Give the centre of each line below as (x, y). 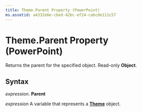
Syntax (17, 81)
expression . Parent (25, 94)
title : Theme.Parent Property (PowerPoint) (53, 10)
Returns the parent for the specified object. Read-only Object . (71, 65)
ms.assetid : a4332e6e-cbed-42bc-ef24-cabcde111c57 (61, 15)
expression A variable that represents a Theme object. (63, 104)
